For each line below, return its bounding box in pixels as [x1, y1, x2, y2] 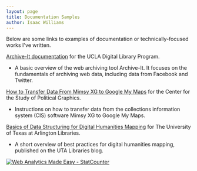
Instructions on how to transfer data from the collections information [14, 106, 181, 113]
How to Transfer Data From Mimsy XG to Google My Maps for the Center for [6, 88, 191, 95]
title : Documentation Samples [6, 14, 81, 20]
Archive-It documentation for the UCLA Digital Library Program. [6, 53, 160, 60]
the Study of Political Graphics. [6, 94, 81, 101]
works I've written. [6, 42, 51, 49]
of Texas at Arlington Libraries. [6, 129, 81, 136]
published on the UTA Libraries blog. [14, 147, 104, 154]
